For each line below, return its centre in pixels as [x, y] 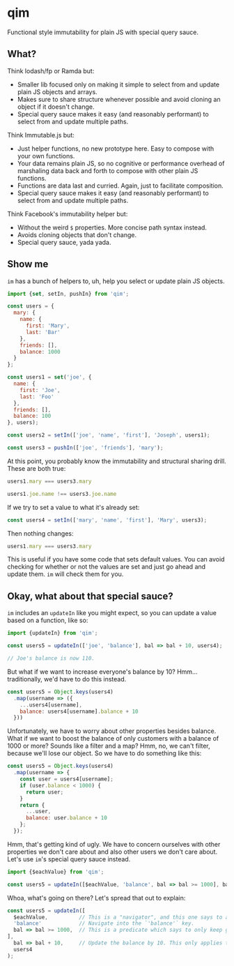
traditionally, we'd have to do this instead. [67, 679]
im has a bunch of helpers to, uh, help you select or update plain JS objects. [116, 281]
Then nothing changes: [40, 533]
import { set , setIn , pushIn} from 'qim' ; [68, 294]
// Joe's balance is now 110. [51, 658]
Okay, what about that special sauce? [90, 596]
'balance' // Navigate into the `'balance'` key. [104, 923]
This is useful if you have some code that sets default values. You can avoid [116, 559]
